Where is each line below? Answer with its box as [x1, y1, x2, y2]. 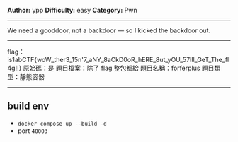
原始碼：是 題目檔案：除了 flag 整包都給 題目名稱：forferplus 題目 [23, 64, 215, 72]
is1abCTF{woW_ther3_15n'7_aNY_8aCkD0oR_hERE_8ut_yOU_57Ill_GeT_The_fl [7, 56, 229, 64]
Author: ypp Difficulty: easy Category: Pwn [7, 6, 137, 14]
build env [7, 100, 50, 112]
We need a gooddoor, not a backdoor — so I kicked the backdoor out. [7, 26, 211, 35]
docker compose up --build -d [17, 120, 108, 127]
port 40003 [17, 126, 48, 135]
